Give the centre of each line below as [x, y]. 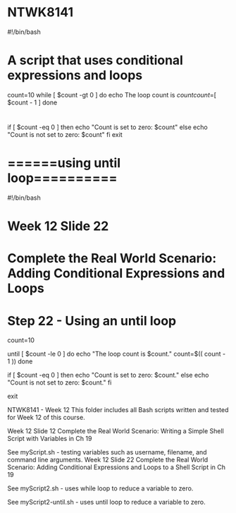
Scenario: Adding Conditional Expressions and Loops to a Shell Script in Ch [117, 467]
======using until [64, 163]
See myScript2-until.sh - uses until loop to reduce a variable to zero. [106, 502]
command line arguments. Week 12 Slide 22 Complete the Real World [108, 460]
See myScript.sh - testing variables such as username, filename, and [107, 452]
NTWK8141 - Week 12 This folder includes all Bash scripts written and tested [118, 410]
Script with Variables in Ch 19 [50, 439]
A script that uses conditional [95, 60]
